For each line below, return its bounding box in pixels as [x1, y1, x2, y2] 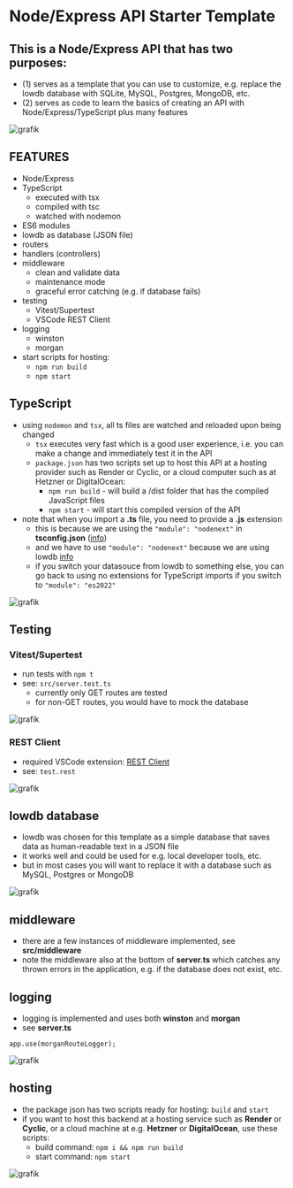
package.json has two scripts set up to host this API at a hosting [34, 457, 267, 468]
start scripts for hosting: [21, 351, 110, 362]
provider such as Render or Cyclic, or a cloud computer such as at [34, 466, 276, 477]
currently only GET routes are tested [34, 687, 168, 698]
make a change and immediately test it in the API [34, 448, 213, 458]
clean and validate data [34, 267, 121, 278]
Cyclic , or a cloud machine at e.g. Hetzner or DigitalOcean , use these [21, 1123, 278, 1133]
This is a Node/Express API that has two [9, 42, 234, 57]
